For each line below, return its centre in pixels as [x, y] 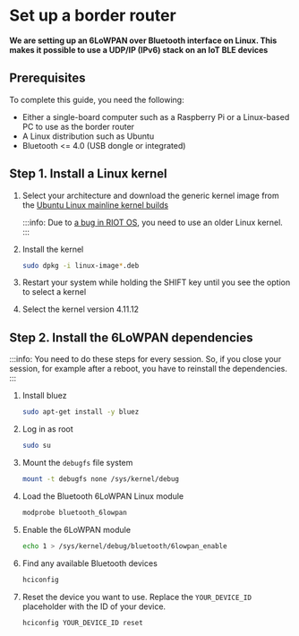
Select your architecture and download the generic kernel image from [150, 195]
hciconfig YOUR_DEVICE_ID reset [82, 623]
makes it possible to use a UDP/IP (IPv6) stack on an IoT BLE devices [139, 49]
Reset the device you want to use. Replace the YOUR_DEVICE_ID [137, 597]
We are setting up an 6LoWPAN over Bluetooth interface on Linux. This [143, 40]
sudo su [36, 446]
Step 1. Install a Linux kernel [88, 174]
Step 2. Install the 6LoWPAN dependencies [131, 337]
